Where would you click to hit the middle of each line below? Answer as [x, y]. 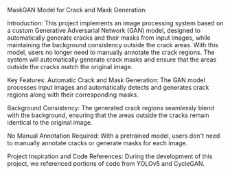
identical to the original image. [50, 122]
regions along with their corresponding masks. [73, 95]
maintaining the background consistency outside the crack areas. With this [113, 45]
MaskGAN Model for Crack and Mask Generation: [77, 10]
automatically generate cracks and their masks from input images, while [109, 38]
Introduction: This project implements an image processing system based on [116, 23]
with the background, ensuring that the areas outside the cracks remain [108, 115]
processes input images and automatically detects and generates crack [108, 87]
